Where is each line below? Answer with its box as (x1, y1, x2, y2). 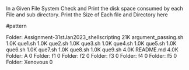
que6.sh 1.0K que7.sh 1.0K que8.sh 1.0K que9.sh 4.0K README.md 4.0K (6, 46, 179, 53)
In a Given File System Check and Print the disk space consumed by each (6, 5, 184, 12)
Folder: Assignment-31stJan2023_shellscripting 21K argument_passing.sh (6, 34, 184, 40)
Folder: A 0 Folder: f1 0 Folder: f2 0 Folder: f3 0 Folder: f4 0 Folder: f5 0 (6, 52, 177, 59)
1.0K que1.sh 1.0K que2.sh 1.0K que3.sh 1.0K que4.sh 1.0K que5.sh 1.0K (6, 40, 177, 47)
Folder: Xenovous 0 (6, 58, 53, 65)
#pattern (6, 23, 27, 29)
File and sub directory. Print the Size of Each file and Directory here (6, 11, 168, 18)
